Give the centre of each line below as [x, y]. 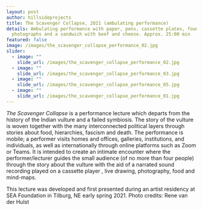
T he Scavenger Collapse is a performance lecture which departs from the [98, 113]
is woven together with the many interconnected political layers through [95, 126]
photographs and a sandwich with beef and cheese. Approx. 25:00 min [101, 34]
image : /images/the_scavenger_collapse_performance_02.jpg [82, 46]
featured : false [27, 40]
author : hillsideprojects [39, 17]
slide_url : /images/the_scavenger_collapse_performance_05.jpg [98, 85]
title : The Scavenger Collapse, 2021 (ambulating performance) [88, 23]
